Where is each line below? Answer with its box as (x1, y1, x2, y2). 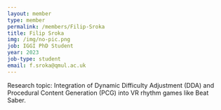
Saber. (7, 95, 27, 104)
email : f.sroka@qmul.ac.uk (7, 62, 86, 69)
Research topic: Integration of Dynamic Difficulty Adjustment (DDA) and (7, 81, 215, 89)
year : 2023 (7, 49, 39, 56)
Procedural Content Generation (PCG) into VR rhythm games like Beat (7, 88, 209, 97)
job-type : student (7, 56, 61, 63)
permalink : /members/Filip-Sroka (7, 23, 105, 30)
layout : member (7, 10, 52, 17)
